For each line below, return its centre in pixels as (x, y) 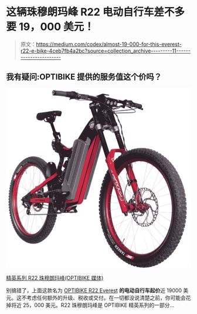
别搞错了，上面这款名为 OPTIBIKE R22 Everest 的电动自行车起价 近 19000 (94, 290)
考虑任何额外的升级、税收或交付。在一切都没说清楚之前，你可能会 (106, 298)
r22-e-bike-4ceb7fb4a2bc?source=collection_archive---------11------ (105, 51)
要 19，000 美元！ (50, 27)
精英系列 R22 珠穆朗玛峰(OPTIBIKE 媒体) (55, 278)
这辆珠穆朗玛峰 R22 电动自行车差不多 (95, 12)
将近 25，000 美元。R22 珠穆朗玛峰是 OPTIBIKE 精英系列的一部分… (93, 305)
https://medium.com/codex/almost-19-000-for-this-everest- (109, 44)
